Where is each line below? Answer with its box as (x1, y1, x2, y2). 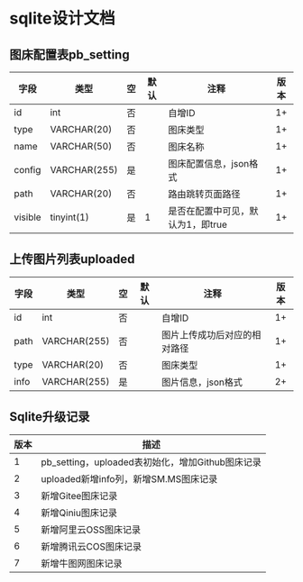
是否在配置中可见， (168, 205, 250, 217)
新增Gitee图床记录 (41, 489, 118, 502)
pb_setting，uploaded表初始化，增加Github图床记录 (41, 456, 262, 468)
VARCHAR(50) (50, 141, 113, 152)
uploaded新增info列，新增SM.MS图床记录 (41, 472, 218, 485)
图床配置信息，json (168, 158, 250, 169)
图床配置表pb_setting (9, 47, 130, 62)
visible (14, 211, 42, 223)
